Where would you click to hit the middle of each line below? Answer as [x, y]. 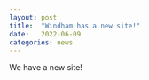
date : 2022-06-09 [45, 34]
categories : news [41, 42]
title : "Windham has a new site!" [75, 26]
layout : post [33, 17]
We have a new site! [46, 68]
